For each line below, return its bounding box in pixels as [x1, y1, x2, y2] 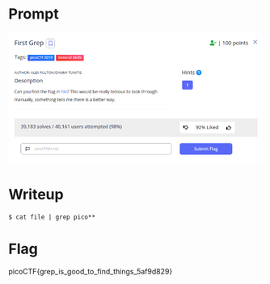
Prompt [8, 5, 59, 23]
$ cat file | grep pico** [8, 213, 95, 222]
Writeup [8, 186, 64, 204]
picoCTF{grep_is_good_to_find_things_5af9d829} [8, 267, 173, 277]
